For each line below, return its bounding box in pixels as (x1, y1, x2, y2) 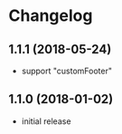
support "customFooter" (21, 65, 112, 76)
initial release (21, 115, 71, 127)
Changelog (8, 5, 93, 26)
